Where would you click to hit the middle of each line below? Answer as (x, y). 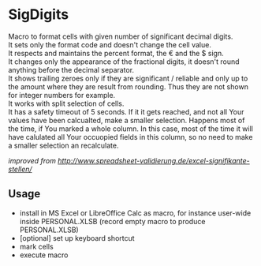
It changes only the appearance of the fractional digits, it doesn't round (124, 62)
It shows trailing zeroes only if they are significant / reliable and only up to (128, 78)
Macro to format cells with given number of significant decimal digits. (121, 36)
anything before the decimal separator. (71, 69)
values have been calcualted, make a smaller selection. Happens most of (127, 120)
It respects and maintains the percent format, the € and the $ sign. (116, 53)
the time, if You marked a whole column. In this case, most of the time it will (131, 129)
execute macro (44, 255)
